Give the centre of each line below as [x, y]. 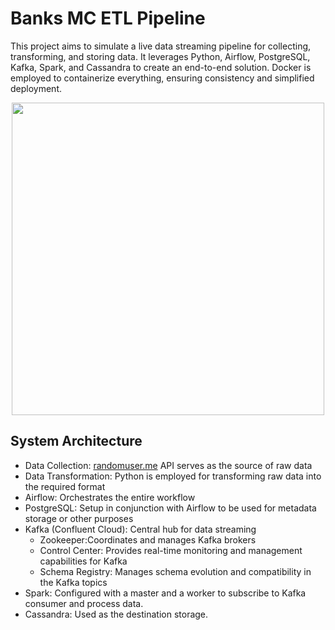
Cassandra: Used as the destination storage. [116, 614]
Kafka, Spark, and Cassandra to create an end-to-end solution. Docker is [161, 67]
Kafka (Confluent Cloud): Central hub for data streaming [140, 529]
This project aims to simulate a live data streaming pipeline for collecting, [161, 46]
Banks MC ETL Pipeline [108, 18]
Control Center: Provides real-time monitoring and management [171, 550]
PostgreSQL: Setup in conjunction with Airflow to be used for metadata [170, 508]
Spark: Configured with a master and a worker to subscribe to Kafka [165, 593]
